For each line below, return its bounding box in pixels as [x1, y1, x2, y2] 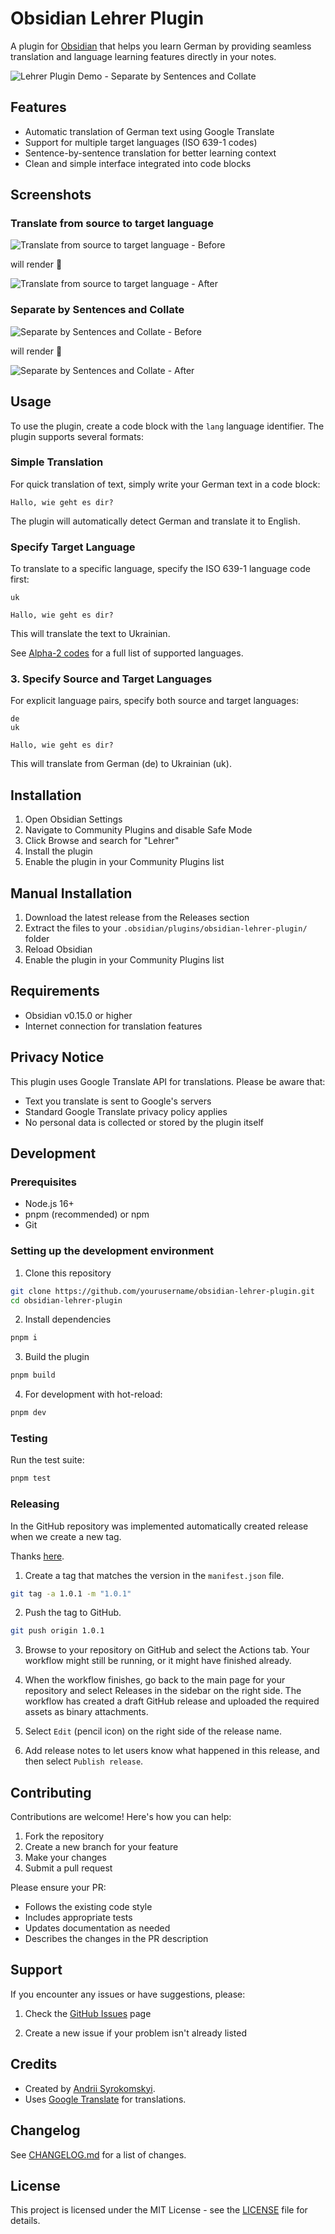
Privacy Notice [10, 1049, 105, 1066]
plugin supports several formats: [10, 430, 145, 442]
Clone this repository [24, 1267, 112, 1279]
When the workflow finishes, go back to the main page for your [24, 1674, 286, 1686]
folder [24, 933, 50, 945]
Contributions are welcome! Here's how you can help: [10, 1811, 232, 1823]
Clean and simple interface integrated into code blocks [24, 157, 252, 169]
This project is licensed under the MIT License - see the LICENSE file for [10, 2204, 308, 2216]
